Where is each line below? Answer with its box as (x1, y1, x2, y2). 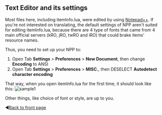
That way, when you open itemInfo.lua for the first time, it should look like (5, 81, 152, 86)
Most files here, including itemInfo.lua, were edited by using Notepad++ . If (5, 16, 154, 22)
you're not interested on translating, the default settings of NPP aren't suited (5, 22, 158, 28)
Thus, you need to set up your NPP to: (5, 46, 81, 52)
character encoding (12, 71, 53, 77)
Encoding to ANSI (12, 61, 49, 67)
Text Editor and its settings (5, 4, 88, 12)
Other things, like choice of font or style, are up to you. (5, 95, 114, 101)
